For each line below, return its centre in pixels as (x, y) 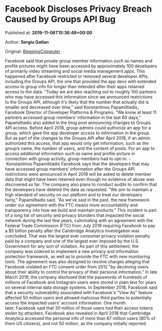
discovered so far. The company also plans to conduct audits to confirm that (81, 184)
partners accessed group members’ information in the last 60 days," (73, 117)
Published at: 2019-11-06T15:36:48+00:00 (49, 32)
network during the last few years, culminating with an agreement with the (79, 220)
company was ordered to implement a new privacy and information (72, 251)
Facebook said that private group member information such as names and (79, 61)
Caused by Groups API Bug (60, 19)
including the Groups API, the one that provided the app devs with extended (81, 81)
